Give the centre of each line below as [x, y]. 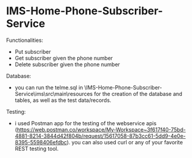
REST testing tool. [37, 148]
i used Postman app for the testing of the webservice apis [86, 123]
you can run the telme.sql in [49, 87]
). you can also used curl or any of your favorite [125, 142]
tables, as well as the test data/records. [63, 100]
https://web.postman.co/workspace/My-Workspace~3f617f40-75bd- [101, 129]
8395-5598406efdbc [41, 142]
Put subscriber [33, 51]
